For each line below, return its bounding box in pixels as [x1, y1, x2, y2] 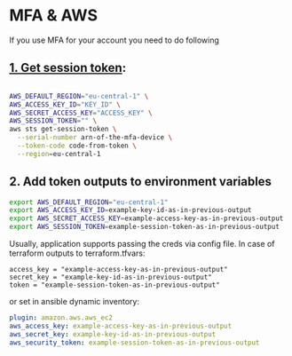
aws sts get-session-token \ [9, 125, 117, 134]
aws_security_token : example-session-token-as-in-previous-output [9, 338, 260, 347]
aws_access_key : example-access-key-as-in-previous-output [9, 321, 233, 330]
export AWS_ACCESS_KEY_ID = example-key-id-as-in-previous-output [9, 206, 252, 215]
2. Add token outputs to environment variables [9, 174, 272, 189]
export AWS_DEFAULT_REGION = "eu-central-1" [9, 197, 169, 207]
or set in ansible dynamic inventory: [9, 297, 140, 307]
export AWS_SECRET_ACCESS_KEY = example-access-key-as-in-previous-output [9, 214, 284, 223]
